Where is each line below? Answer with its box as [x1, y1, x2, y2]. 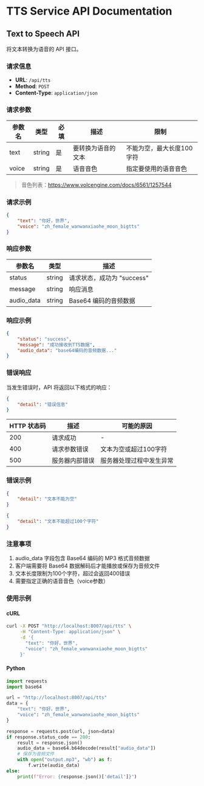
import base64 [6, 684, 42, 690]
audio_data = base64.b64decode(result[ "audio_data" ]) [17, 745, 156, 751]
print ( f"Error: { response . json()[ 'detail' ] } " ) [17, 773, 137, 780]
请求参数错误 [51, 445, 89, 454]
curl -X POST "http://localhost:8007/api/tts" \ [6, 623, 132, 630]
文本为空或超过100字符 [100, 445, 168, 454]
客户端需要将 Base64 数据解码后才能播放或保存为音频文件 [15, 562, 160, 570]
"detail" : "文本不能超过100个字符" [17, 519, 99, 525]
